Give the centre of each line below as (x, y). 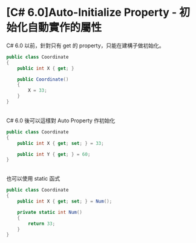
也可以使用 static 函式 (33, 179)
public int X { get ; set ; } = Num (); (65, 201)
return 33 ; (42, 224)
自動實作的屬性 (65, 28)
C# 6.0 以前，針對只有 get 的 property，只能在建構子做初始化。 (85, 45)
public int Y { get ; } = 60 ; (54, 154)
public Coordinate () (43, 79)
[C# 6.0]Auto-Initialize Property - (92, 12)
